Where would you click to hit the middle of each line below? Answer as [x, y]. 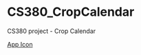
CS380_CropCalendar [71, 12]
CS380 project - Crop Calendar [52, 31]
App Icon [20, 44]
